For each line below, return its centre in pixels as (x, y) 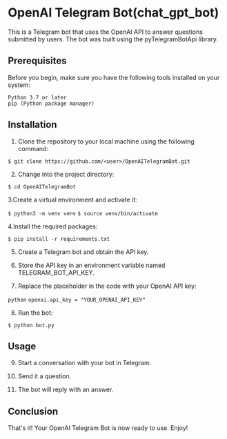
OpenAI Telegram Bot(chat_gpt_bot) (113, 13)
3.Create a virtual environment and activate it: (72, 199)
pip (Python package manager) (51, 104)
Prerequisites (37, 61)
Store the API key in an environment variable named (91, 265)
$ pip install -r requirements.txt (59, 239)
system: (19, 85)
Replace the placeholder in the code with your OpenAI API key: (107, 286)
